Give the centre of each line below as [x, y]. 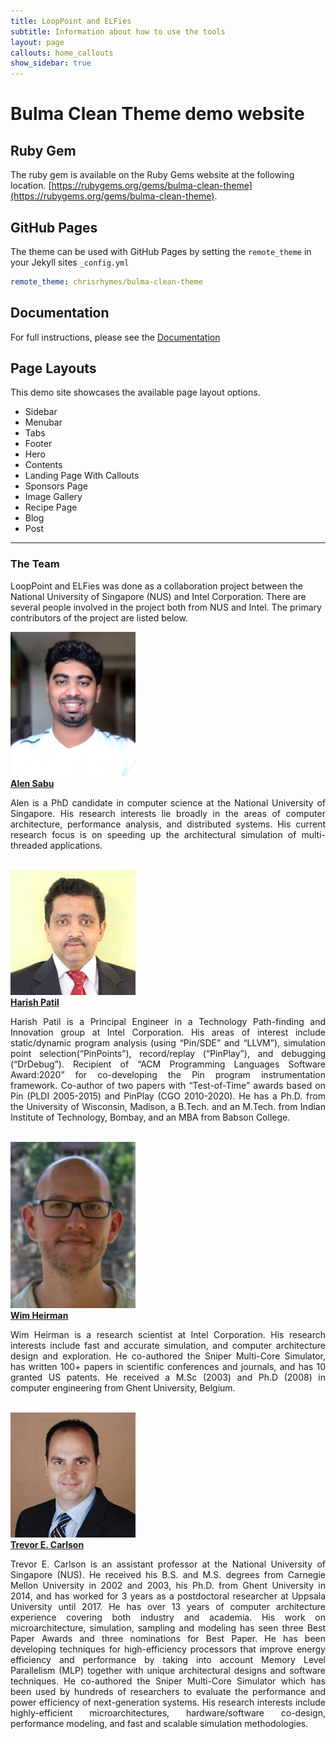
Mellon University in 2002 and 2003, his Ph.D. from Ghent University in [168, 1585]
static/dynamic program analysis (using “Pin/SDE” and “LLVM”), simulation [168, 1042]
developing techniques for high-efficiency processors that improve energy [168, 1649]
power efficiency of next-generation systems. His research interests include [168, 1702]
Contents [43, 465]
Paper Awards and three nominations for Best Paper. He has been [168, 1638]
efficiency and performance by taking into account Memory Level [168, 1659]
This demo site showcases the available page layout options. [135, 392]
